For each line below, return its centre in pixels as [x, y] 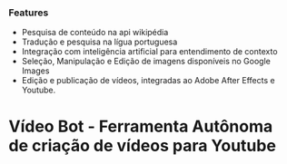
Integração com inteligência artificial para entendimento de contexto [149, 52]
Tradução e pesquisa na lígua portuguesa [99, 42]
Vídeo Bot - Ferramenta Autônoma [141, 126]
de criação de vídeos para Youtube [142, 146]
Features [29, 13]
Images [35, 71]
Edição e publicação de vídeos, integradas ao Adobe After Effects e [148, 81]
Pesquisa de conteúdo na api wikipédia [95, 33]
